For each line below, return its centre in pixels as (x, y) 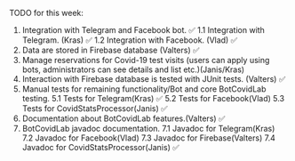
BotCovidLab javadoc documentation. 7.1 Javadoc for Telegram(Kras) (148, 129)
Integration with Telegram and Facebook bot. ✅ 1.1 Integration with (143, 30)
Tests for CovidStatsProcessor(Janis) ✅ (95, 109)
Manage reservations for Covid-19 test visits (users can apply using (146, 60)
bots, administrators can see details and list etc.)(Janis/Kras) (133, 69)
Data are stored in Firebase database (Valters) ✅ (111, 50)
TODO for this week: (47, 13)
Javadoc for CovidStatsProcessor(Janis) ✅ (100, 147)
